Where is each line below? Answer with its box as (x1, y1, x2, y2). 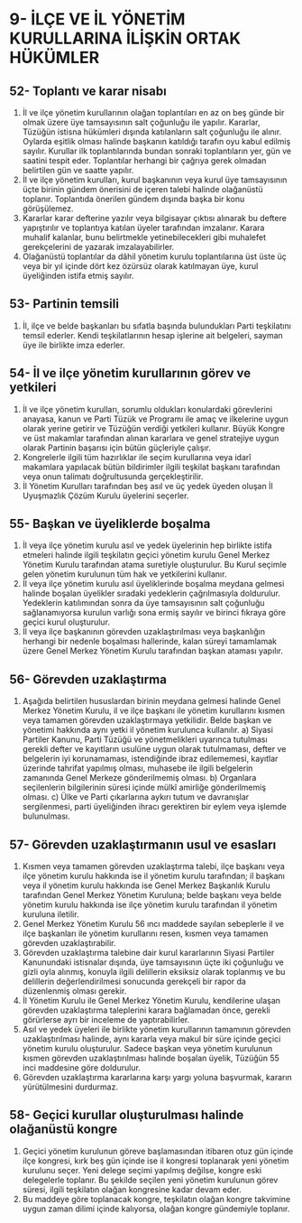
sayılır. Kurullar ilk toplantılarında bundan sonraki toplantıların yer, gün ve (22, 145, 291, 156)
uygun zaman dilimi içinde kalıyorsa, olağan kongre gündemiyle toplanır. (22, 1203, 290, 1214)
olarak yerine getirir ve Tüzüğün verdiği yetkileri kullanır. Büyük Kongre (22, 422, 286, 433)
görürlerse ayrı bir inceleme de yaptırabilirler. (22, 1015, 190, 1025)
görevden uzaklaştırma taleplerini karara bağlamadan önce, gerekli (22, 1005, 270, 1015)
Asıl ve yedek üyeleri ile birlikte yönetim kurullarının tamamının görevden (22, 1024, 291, 1035)
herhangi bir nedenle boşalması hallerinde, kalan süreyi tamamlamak (22, 636, 278, 647)
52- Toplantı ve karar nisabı (9, 83, 167, 98)
